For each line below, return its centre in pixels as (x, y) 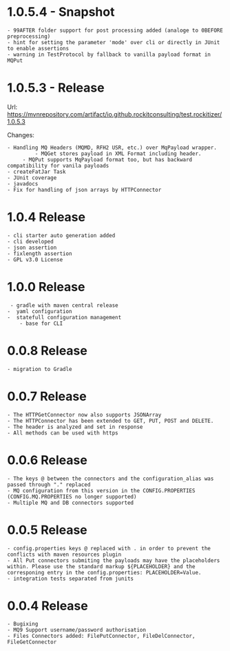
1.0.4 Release (46, 217)
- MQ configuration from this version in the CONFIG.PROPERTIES (101, 490)
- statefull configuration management (64, 317)
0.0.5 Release (47, 530)
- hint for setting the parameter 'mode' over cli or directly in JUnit (114, 42)
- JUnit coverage (32, 178)
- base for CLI (41, 323)
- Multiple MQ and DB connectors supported (71, 503)
